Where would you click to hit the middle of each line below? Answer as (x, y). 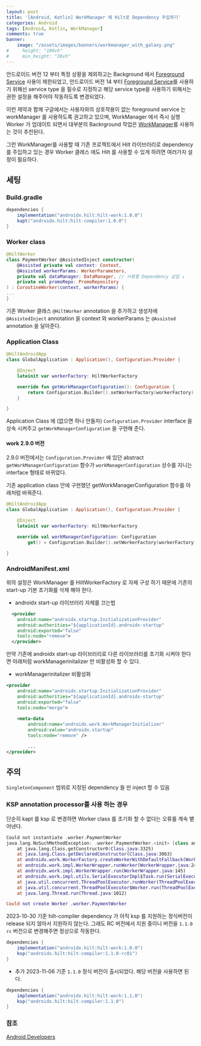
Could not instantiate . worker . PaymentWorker (64, 837)
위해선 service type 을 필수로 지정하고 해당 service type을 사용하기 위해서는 (102, 89)
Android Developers (31, 1036)
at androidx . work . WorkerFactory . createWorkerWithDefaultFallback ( (101, 860)
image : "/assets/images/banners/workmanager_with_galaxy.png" (96, 45)
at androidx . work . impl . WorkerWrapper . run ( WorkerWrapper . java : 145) (101, 871)
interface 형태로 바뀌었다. (36, 473)
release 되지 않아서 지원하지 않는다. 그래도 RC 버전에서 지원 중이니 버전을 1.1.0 (100, 924)
